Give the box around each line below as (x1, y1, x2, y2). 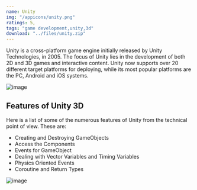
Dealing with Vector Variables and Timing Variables (14, 153, 140, 160)
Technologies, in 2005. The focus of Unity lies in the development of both (6, 53, 186, 60)
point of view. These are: (6, 123, 67, 130)
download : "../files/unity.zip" (6, 31, 86, 37)
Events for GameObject (14, 146, 72, 154)
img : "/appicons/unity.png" (6, 14, 76, 20)
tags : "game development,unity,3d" (6, 25, 94, 31)
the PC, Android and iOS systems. (6, 72, 89, 79)
